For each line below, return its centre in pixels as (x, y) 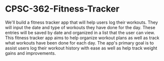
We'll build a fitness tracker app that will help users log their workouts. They (82, 22)
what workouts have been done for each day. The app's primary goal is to (80, 43)
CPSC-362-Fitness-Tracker (62, 9)
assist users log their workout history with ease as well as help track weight (81, 48)
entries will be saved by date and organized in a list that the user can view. (80, 32)
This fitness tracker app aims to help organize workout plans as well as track (82, 38)
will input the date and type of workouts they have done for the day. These (80, 27)
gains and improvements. (31, 53)
